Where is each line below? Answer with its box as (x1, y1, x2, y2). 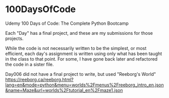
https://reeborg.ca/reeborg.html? (5, 76, 74, 82)
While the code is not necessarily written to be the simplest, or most (5, 45, 147, 51)
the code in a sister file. (5, 61, 54, 67)
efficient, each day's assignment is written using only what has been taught (5, 51, 162, 57)
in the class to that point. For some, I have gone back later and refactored (5, 56, 158, 62)
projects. (5, 35, 24, 41)
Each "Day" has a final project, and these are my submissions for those (5, 30, 153, 36)
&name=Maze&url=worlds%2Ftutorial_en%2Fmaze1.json (5, 87, 123, 93)
